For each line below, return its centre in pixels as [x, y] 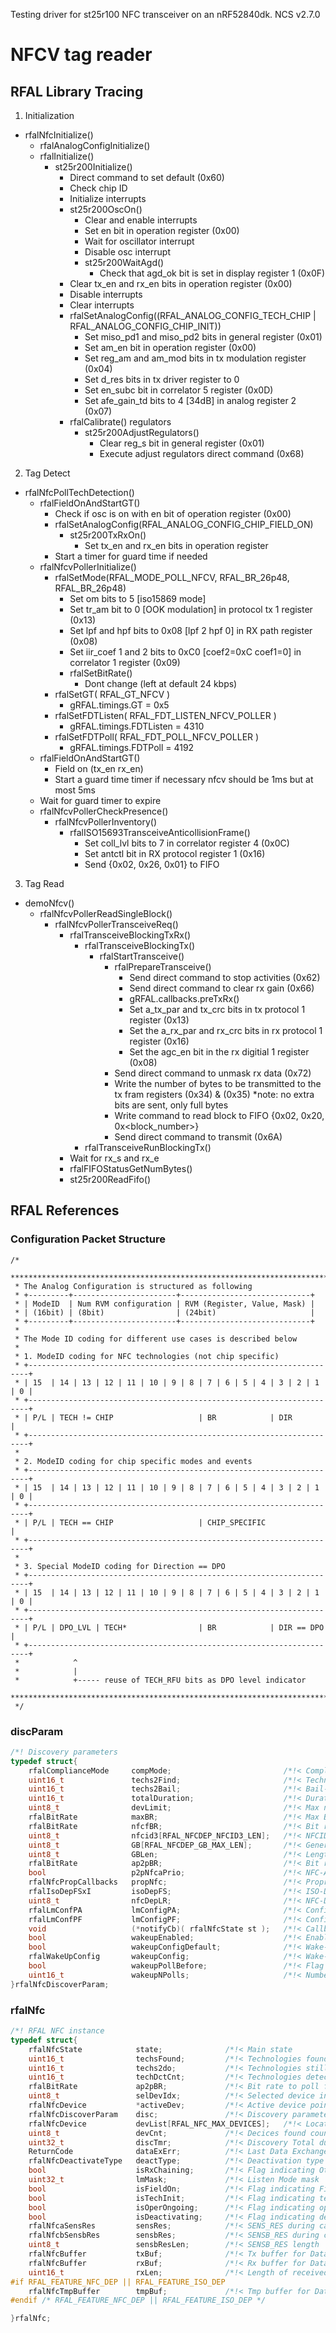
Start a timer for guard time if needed [131, 556]
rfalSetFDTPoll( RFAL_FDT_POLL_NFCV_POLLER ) [157, 737]
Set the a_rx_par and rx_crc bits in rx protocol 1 [226, 1030]
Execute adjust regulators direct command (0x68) [202, 453]
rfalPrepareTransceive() [163, 967]
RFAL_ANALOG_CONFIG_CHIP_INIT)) [145, 326]
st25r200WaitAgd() [124, 262]
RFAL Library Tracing [77, 91]
